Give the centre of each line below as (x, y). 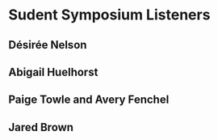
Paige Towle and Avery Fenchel (89, 100)
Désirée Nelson (48, 45)
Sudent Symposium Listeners (109, 15)
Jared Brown (41, 127)
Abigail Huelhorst (53, 72)
